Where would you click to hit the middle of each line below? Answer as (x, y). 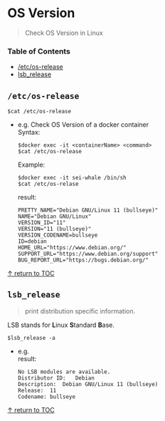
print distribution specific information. (80, 311)
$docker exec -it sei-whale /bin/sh (72, 178)
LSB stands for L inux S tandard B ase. (61, 325)
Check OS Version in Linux (64, 33)
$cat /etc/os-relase (48, 184)
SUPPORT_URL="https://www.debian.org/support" (88, 254)
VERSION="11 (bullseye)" (54, 229)
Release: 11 (37, 390)
